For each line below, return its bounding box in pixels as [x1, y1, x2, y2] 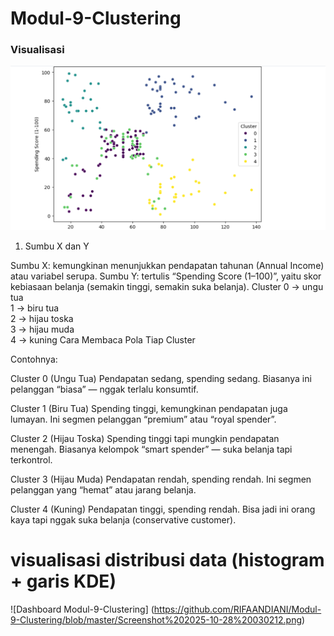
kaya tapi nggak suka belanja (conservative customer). [10, 513, 237, 526]
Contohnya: [10, 353, 58, 365]
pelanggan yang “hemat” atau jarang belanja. [10, 483, 197, 496]
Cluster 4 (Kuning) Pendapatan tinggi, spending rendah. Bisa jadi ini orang [10, 503, 316, 515]
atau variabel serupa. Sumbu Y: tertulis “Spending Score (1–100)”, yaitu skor [10, 270, 322, 282]
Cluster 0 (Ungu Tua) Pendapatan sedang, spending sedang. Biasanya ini [10, 372, 312, 384]
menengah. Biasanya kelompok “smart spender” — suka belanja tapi [10, 443, 293, 455]
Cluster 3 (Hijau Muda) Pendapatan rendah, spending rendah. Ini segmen [10, 473, 312, 485]
